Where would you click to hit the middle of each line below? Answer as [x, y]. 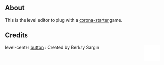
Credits [17, 36]
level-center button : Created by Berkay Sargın [52, 47]
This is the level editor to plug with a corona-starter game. [64, 20]
